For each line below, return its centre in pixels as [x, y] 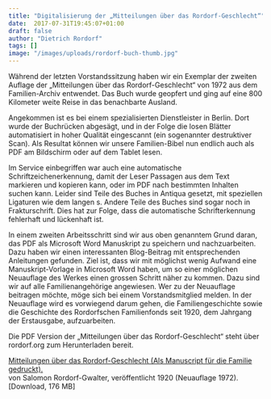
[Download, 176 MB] [42, 386]
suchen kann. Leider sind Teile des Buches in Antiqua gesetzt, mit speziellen [135, 193]
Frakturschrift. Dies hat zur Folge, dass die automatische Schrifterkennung [132, 210]
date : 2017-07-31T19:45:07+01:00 [67, 23]
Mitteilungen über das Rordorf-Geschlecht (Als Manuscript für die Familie [130, 361]
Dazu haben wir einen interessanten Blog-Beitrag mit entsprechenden [124, 252]
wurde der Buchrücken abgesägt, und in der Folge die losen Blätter [120, 126]
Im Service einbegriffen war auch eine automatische [95, 168]
